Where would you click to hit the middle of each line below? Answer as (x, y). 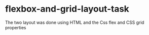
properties (16, 27)
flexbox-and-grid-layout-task (67, 9)
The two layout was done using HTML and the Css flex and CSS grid (75, 22)
